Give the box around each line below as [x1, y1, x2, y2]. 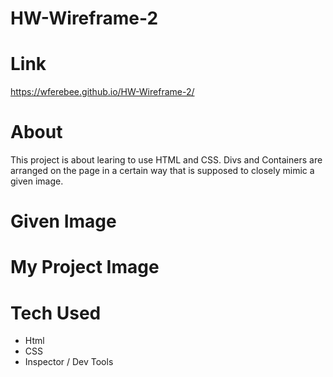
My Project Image [10, 256, 160, 279]
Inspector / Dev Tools [24, 356, 114, 368]
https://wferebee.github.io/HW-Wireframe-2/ [10, 86, 195, 98]
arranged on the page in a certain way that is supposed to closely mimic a [10, 165, 315, 177]
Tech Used [10, 302, 102, 324]
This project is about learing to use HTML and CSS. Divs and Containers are [10, 154, 323, 166]
